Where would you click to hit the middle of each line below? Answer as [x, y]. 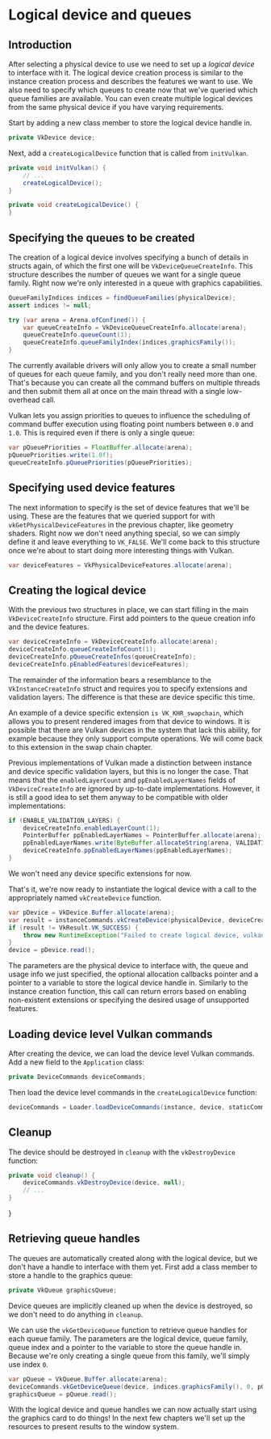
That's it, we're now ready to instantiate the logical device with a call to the [132, 889]
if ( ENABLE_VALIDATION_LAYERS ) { [65, 820]
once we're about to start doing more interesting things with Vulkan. [121, 550]
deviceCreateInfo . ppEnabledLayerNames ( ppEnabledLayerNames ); [127, 851]
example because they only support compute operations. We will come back [135, 739]
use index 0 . [28, 1364]
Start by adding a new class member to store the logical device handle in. [130, 123]
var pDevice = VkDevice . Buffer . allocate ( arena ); [92, 912]
